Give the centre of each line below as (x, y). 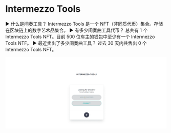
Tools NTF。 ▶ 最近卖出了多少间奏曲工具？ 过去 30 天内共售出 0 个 (76, 43)
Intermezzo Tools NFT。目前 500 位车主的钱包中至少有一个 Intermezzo (80, 36)
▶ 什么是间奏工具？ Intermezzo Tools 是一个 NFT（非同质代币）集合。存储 (84, 24)
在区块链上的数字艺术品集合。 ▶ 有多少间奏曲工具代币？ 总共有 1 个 (77, 30)
